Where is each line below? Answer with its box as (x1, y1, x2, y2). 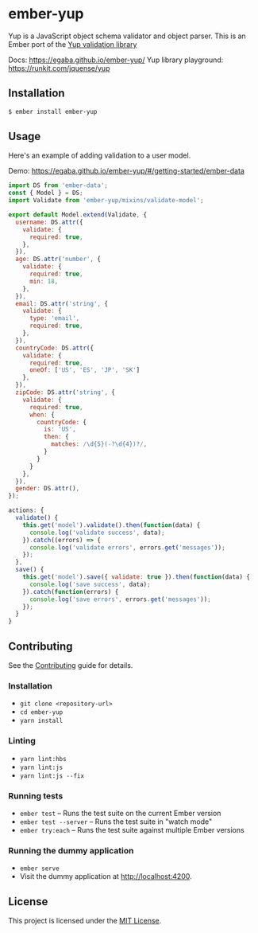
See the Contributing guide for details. (8, 661, 133, 669)
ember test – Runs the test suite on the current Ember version (19, 808, 221, 818)
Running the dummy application (8, 845, 134, 856)
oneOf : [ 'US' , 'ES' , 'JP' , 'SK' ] (29, 366, 141, 374)
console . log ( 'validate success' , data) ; (29, 529, 165, 537)
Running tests (8, 790, 64, 801)
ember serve (19, 865, 60, 872)
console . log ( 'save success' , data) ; (29, 580, 151, 588)
